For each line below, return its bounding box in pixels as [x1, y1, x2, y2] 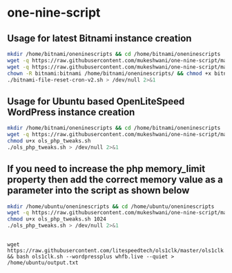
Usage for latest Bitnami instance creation [7, 32, 192, 44]
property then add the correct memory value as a [7, 174, 223, 186]
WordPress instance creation [7, 106, 135, 118]
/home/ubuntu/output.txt [7, 259, 79, 267]
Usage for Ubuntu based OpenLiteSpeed [7, 95, 185, 107]
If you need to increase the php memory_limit [7, 163, 206, 175]
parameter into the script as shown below [7, 185, 190, 196]
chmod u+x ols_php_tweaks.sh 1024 [7, 216, 107, 223]
